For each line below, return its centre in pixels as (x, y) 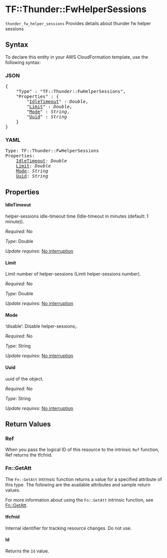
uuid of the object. (25, 378)
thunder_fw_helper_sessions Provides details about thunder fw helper (78, 23)
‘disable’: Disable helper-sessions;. (41, 326)
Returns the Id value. (27, 551)
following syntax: (23, 62)
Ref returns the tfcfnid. (29, 455)
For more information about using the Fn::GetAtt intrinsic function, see (79, 500)
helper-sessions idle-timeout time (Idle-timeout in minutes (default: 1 (77, 216)
